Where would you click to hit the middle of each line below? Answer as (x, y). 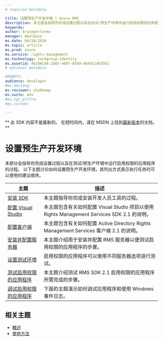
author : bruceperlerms (28, 32)
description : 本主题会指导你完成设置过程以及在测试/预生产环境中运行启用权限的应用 (80, 23)
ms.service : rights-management (37, 54)
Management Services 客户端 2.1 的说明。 (92, 231)
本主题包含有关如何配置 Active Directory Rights (97, 224)
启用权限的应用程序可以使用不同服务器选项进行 (97, 256)
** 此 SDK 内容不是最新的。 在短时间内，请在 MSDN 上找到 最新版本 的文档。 (81, 122)
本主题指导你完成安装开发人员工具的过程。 (92, 198)
